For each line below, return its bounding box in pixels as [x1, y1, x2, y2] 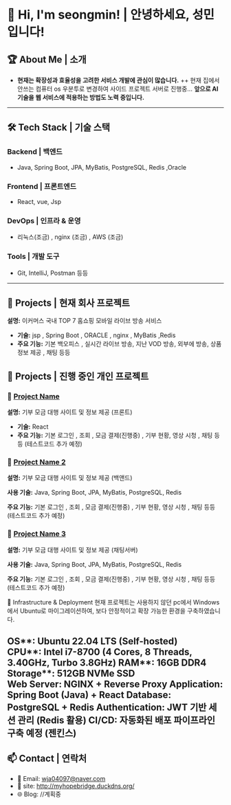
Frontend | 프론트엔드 [7, 181, 77, 191]
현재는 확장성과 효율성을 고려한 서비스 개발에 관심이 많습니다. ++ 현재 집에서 [16, 76, 220, 84]
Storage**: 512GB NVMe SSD [7, 668, 135, 679]
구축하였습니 [186, 606, 221, 615]
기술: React [16, 422, 49, 431]
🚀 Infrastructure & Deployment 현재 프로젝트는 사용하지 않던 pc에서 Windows [7, 598, 220, 606]
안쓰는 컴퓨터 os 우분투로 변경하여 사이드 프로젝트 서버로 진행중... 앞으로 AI [16, 84, 219, 93]
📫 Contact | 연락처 [7, 753, 87, 764]
